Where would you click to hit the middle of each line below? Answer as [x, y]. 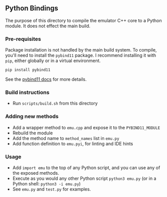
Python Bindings [32, 8]
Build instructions [27, 92]
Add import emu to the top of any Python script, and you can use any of [86, 168]
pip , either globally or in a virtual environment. [53, 61]
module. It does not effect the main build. [48, 26]
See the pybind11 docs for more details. [46, 79]
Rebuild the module [32, 133]
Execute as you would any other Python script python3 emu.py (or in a [84, 178]
